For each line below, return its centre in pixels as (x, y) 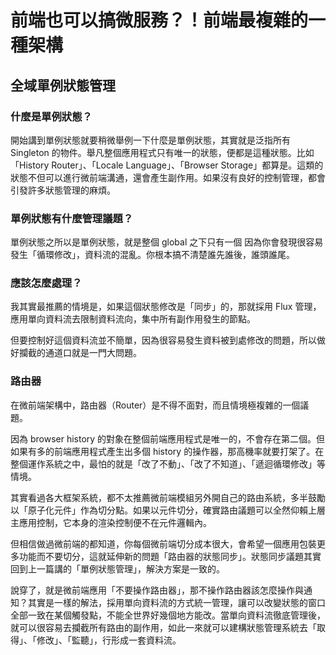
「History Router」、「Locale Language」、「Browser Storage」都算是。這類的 (167, 165)
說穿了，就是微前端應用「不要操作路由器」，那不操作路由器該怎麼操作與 (157, 590)
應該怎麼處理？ (46, 283)
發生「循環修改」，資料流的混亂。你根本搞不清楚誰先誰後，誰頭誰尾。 (152, 255)
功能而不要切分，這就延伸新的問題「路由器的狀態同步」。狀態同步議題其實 (170, 556)
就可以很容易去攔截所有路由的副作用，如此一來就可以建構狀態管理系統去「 (163, 627)
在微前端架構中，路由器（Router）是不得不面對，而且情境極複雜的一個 (155, 405)
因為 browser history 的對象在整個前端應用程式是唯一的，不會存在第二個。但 (168, 438)
